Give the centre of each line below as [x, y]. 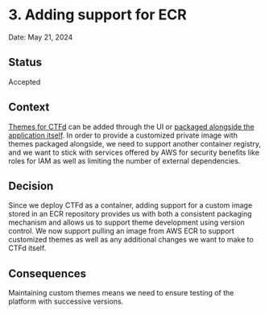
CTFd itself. [27, 248]
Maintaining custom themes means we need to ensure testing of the [121, 293]
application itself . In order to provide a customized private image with [123, 135]
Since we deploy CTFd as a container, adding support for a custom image [130, 205]
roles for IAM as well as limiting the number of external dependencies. [124, 161]
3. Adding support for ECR [97, 15]
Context [29, 107]
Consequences [48, 273]
